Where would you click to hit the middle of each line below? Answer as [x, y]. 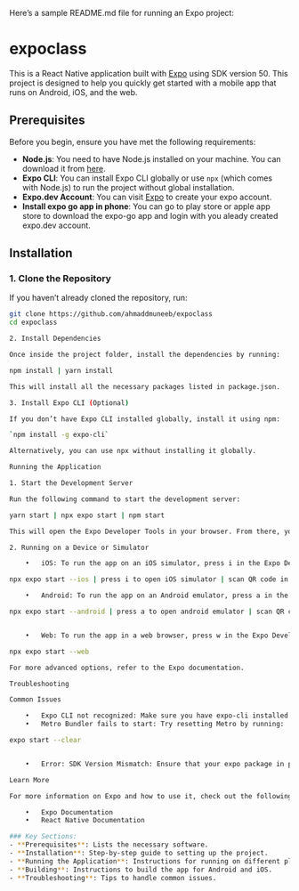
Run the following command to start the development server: [125, 499]
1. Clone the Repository [60, 279]
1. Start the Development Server [71, 483]
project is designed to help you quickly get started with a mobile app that [143, 83]
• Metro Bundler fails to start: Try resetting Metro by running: [155, 725]
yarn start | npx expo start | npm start [87, 515]
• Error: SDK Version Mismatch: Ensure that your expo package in [155, 764]
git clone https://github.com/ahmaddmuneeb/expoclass [111, 314]
